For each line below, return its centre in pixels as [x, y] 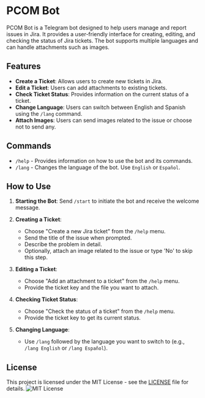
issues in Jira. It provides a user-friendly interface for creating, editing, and [101, 34]
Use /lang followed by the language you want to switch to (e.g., [104, 342]
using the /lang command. [49, 113]
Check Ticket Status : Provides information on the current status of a [102, 94]
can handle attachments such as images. [58, 47]
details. [16, 389]
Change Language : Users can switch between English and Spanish [100, 107]
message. [28, 208]
